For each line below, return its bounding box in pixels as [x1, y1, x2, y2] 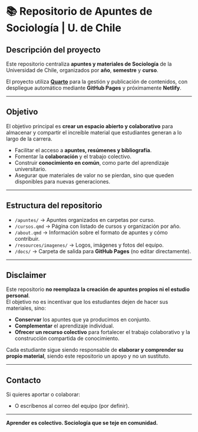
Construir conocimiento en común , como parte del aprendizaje [14, 159, 169, 166]
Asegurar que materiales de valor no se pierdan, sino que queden [14, 172, 174, 179]
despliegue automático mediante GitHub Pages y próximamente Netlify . [6, 84, 181, 91]
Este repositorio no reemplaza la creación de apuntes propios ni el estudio [6, 286, 190, 293]
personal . [6, 292, 30, 299]
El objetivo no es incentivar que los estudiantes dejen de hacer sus [6, 299, 169, 306]
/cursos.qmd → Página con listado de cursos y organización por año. [14, 222, 181, 230]
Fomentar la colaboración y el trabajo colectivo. [14, 153, 131, 160]
